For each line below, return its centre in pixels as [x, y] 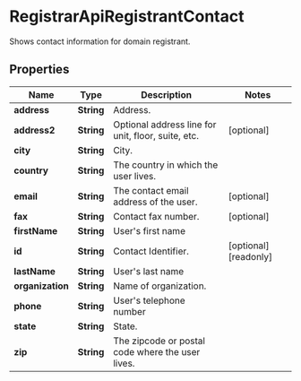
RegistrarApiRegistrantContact [127, 17]
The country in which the [166, 165]
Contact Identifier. [151, 251]
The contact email [151, 190]
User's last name [149, 271]
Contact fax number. [156, 216]
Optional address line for [165, 125]
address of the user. [155, 202]
